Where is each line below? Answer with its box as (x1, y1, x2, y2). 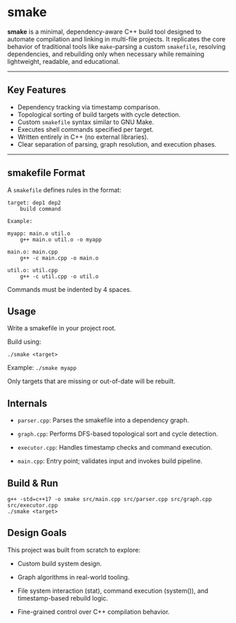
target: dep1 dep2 (7, 199, 61, 206)
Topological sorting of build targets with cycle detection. (17, 110, 181, 119)
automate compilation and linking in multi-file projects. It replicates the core (7, 34, 226, 43)
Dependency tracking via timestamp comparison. (17, 102, 160, 111)
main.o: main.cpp (7, 248, 58, 255)
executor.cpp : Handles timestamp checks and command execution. (17, 443, 213, 452)
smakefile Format (7, 167, 86, 179)
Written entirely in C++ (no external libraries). (17, 133, 149, 141)
